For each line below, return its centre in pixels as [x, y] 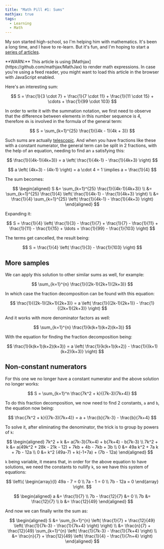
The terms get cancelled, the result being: [47, 238]
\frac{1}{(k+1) [144, 346]
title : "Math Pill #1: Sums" [35, 10]
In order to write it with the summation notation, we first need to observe [78, 111]
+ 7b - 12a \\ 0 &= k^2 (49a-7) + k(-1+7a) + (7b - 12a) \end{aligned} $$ [82, 452]
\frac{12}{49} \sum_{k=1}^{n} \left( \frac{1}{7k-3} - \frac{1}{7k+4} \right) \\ [82, 531]
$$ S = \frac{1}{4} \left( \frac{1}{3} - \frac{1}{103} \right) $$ [82, 247]
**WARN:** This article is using [38, 62]
